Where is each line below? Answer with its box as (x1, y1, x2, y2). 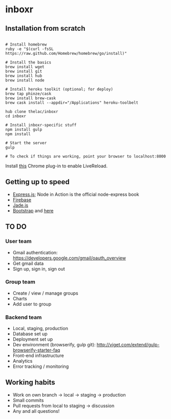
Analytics (12, 358, 33, 364)
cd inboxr (5, 114, 27, 119)
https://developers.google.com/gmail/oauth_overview (12, 255, 126, 261)
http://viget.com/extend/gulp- (96, 342, 160, 348)
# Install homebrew (5, 42, 47, 47)
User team (5, 238, 32, 245)
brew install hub (5, 73, 42, 78)
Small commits (12, 397, 44, 403)
